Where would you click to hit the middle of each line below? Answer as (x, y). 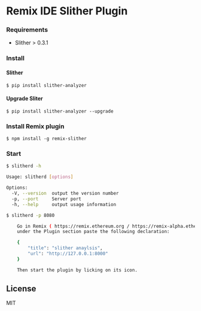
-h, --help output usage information (64, 204)
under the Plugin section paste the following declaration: (93, 232)
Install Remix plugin (35, 126)
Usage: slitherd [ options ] (40, 177)
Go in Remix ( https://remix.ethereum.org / (73, 226)
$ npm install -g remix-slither (46, 139)
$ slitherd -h (24, 166)
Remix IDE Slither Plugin (67, 11)
